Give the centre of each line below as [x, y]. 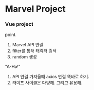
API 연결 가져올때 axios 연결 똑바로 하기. [50, 77]
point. [11, 35]
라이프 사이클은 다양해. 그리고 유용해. [47, 83]
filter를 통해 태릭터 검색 [34, 51]
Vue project [19, 24]
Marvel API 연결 [28, 45]
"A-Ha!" [13, 67]
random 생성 [25, 57]
